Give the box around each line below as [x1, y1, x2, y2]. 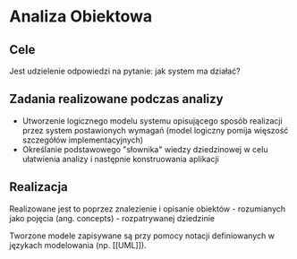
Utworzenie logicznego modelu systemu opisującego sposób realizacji [21, 115, 284, 126]
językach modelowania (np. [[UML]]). [9, 239, 147, 250]
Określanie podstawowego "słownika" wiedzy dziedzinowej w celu [21, 143, 268, 154]
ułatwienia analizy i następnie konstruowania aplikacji [21, 153, 219, 164]
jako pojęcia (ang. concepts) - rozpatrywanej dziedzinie [9, 212, 216, 223]
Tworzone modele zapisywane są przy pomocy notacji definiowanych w [9, 230, 276, 241]
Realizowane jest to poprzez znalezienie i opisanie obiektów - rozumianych [9, 203, 286, 214]
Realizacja [9, 179, 69, 194]
